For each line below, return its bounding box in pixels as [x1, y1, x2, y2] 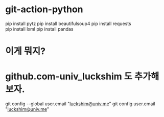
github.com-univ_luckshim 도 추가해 [5, 71, 159, 82]
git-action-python [5, 4, 83, 15]
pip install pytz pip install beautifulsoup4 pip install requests [5, 20, 131, 27]
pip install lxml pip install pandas [5, 26, 74, 32]
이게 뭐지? [5, 45, 46, 57]
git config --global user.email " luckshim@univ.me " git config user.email [5, 101, 155, 107]
